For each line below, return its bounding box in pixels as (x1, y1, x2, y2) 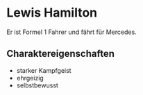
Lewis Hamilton (6, 5, 98, 21)
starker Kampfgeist (16, 66, 71, 74)
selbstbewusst (16, 81, 58, 89)
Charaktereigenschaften (6, 48, 115, 60)
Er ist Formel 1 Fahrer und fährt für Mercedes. (6, 28, 137, 36)
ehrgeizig (16, 74, 44, 82)
